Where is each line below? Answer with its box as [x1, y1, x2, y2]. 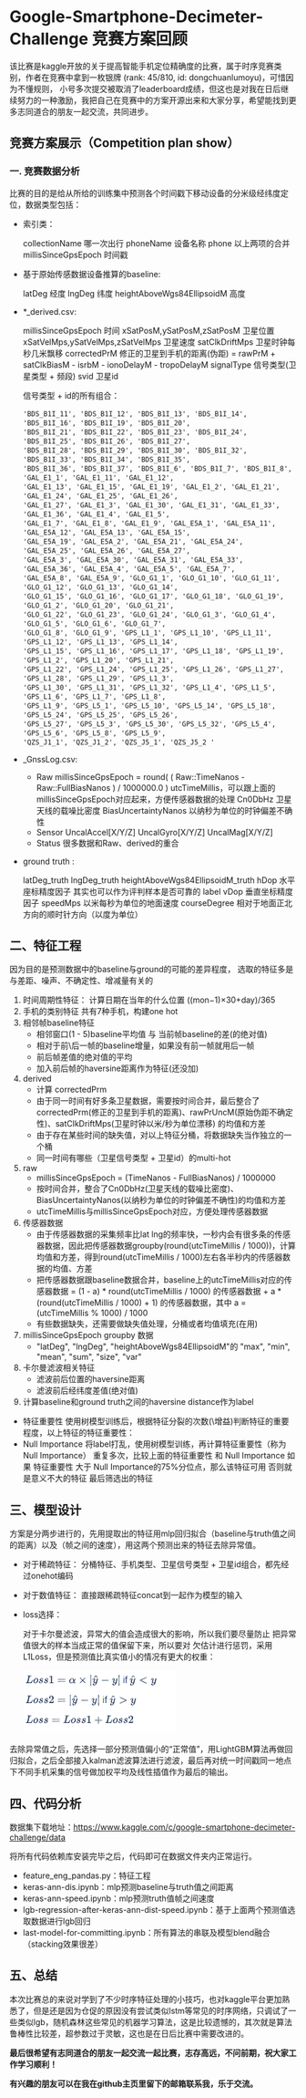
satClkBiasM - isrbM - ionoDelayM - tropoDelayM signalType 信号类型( [22, 358, 289, 370]
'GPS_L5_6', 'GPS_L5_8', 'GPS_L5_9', [22, 728, 167, 738]
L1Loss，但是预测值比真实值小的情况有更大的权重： [22, 1651, 216, 1662]
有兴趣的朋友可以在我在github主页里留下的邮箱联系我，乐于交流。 [9, 2078, 259, 2089]
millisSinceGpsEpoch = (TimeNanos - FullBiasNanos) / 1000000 [36, 1172, 276, 1183]
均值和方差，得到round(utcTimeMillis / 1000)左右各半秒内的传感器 [36, 1252, 283, 1262]
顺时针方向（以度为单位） [46, 909, 143, 919]
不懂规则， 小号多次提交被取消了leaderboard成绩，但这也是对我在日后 [16, 83, 281, 94]
